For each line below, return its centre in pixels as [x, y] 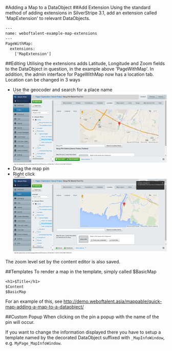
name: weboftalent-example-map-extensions [51, 33]
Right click [24, 174]
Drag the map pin [31, 168]
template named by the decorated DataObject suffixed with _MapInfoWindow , [85, 338]
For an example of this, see [34, 301]
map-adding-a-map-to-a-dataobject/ [45, 307]
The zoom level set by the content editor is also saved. [63, 262]
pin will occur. [20, 322]
